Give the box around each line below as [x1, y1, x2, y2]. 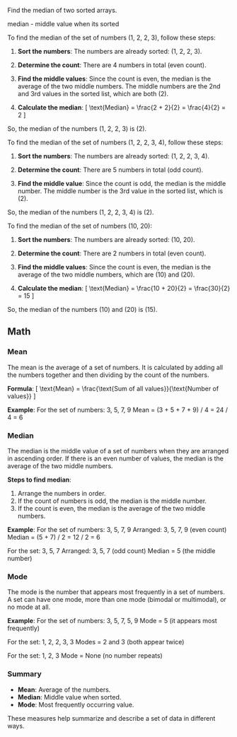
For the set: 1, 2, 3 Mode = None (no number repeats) [7, 651, 163, 660]
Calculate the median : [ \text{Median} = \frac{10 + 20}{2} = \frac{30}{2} [17, 284, 231, 292]
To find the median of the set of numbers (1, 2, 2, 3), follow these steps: [7, 33, 216, 42]
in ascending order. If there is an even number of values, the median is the [7, 454, 224, 463]
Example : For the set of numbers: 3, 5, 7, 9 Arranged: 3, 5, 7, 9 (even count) [7, 525, 227, 533]
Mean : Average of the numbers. [17, 685, 111, 694]
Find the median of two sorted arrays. [7, 6, 117, 14]
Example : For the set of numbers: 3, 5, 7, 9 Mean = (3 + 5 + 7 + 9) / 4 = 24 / [7, 405, 229, 414]
